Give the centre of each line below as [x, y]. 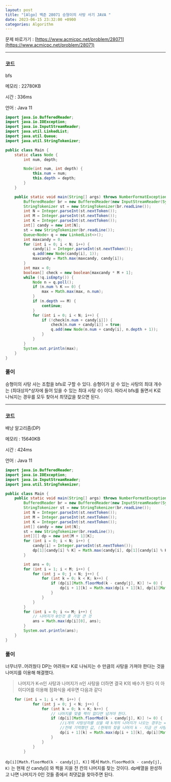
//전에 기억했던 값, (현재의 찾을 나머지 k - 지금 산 [108, 728]
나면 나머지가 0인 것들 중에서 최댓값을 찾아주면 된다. [62, 774]
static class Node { [36, 155]
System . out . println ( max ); [51, 348]
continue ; [52, 306]
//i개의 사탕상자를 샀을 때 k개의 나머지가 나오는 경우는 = [113, 723]
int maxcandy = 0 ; [43, 239]
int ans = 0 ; [37, 564]
